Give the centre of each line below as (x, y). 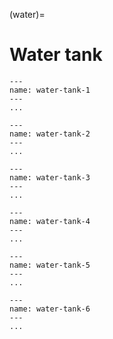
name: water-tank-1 (50, 90)
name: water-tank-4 (50, 221)
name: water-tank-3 (50, 177)
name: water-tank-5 (50, 265)
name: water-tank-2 (50, 134)
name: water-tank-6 (50, 309)
